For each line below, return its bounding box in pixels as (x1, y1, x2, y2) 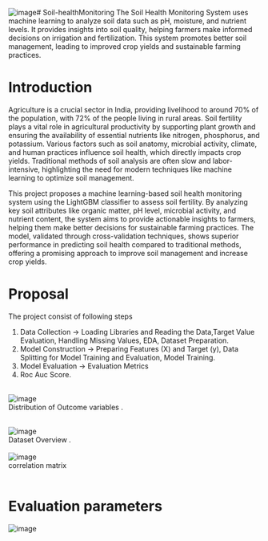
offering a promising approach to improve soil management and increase (8, 248, 248, 258)
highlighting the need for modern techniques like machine (42, 165, 232, 174)
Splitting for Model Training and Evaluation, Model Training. (19, 352, 216, 362)
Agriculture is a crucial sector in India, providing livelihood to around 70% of (8, 104, 259, 114)
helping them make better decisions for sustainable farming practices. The (8, 222, 254, 232)
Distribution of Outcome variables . (8, 402, 124, 412)
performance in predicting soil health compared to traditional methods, (8, 239, 242, 249)
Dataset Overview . (8, 434, 72, 445)
